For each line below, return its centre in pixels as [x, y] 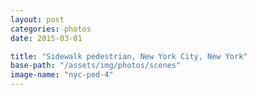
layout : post [37, 19]
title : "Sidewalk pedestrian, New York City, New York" [129, 56]
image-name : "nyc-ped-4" [62, 75]
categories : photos [51, 29]
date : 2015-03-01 [46, 38]
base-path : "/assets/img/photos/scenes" [96, 66]
